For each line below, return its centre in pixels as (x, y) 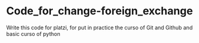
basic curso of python (33, 33)
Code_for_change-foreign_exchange (99, 11)
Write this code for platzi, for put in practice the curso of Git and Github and (99, 27)
